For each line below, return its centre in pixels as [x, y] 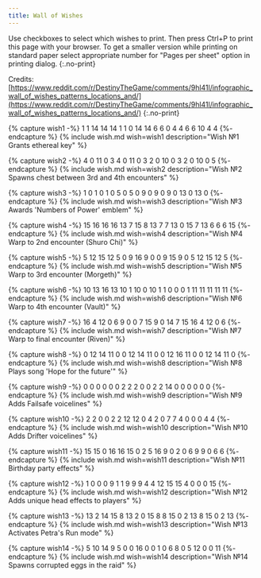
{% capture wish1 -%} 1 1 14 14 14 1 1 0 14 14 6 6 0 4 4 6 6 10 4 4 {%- [121, 128]
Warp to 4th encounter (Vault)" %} [65, 306]
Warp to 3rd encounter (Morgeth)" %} [70, 274]
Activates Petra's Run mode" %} [61, 533]
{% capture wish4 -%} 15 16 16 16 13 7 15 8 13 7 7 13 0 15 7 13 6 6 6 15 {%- [130, 225]
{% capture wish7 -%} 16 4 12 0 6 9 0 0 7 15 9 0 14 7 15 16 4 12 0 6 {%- [125, 322]
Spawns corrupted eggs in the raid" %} [73, 564]
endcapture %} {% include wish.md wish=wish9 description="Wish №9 [125, 395]
